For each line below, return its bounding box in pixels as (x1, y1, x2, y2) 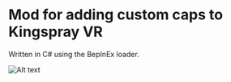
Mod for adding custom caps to (8, 6, 224, 24)
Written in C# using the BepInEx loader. (8, 49, 139, 59)
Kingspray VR (8, 23, 103, 41)
